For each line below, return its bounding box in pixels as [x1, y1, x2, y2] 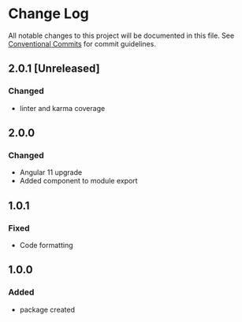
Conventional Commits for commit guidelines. [8, 39, 156, 48]
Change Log [8, 5, 89, 23]
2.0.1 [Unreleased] [8, 62, 100, 76]
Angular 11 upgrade [19, 168, 83, 177]
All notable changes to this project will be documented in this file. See [8, 31, 235, 40]
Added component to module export [19, 176, 138, 186]
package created [19, 305, 75, 314]
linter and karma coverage [19, 103, 106, 113]
